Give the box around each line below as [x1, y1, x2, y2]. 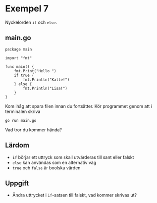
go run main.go [5, 118, 37, 123]
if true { [14, 73, 35, 78]
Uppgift [5, 179, 29, 187]
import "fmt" [5, 55, 32, 60]
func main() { [5, 64, 35, 69]
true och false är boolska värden [12, 164, 81, 171]
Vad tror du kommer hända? [5, 127, 62, 133]
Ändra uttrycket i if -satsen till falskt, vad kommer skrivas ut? [12, 192, 137, 198]
